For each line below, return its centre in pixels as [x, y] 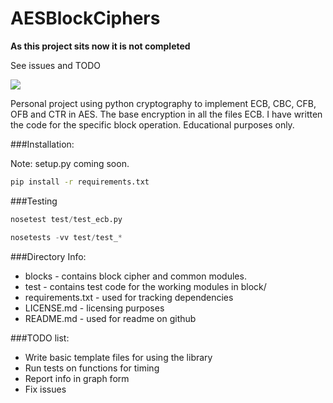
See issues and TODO [55, 65]
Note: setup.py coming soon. [70, 163]
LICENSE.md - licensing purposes [94, 308]
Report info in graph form [77, 378]
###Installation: [42, 144]
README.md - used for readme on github [110, 318]
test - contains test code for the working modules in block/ [145, 286]
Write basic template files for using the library [118, 357]
